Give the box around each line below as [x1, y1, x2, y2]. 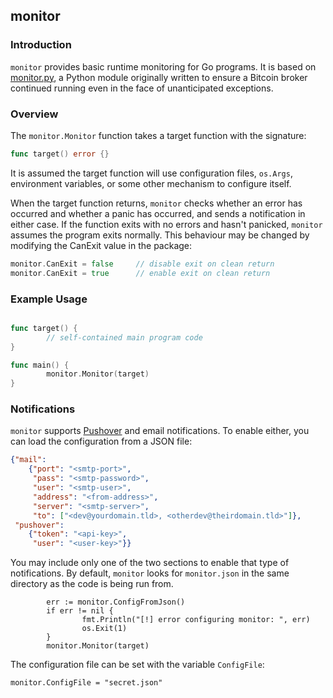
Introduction [10, 38, 72, 52]
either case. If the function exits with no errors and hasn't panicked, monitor [10, 218, 323, 230]
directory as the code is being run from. [10, 578, 174, 590]
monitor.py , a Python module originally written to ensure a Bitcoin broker [10, 71, 308, 83]
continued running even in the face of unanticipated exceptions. [10, 82, 274, 94]
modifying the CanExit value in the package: [10, 239, 193, 251]
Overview [10, 107, 59, 121]
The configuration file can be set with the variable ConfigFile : [10, 659, 265, 671]
